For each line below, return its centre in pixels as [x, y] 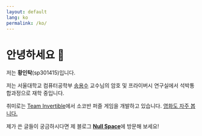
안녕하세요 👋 [35, 55]
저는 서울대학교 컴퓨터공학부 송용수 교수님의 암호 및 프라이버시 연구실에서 [93, 86]
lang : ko [17, 18]
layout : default [27, 12]
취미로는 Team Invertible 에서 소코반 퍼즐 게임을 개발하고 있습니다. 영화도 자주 [98, 106]
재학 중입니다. [48, 93]
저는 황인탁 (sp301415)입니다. [41, 73]
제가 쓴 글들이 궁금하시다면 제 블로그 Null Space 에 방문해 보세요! [83, 126]
